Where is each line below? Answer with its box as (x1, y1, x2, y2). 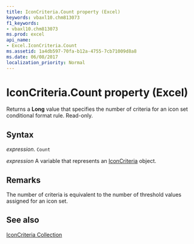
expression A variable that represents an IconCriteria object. (6, 157, 156, 165)
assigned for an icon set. (6, 197, 69, 205)
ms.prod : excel (6, 31, 45, 38)
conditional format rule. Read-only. (6, 112, 93, 119)
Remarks (6, 175, 41, 185)
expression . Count (6, 146, 50, 153)
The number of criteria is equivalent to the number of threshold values (6, 191, 182, 199)
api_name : (6, 37, 32, 43)
